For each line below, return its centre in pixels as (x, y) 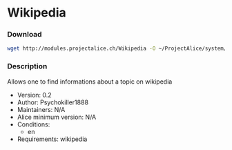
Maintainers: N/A (41, 109)
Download (25, 35)
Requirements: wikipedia (52, 139)
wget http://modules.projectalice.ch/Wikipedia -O (81, 49)
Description (27, 66)
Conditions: (33, 124)
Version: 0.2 (34, 95)
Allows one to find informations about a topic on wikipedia (90, 82)
